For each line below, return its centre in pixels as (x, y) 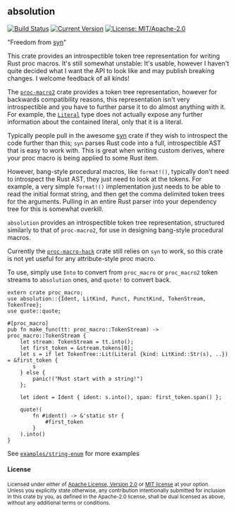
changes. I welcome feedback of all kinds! (69, 78)
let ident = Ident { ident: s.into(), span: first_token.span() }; (121, 397)
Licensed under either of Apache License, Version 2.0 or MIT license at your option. (108, 485)
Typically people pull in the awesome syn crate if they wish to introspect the (118, 135)
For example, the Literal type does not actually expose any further (105, 114)
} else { (33, 372)
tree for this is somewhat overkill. (55, 209)
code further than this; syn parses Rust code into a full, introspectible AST (114, 143)
